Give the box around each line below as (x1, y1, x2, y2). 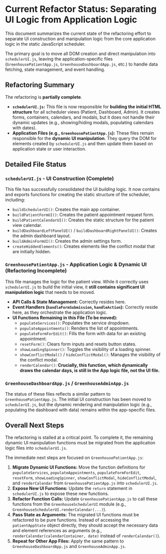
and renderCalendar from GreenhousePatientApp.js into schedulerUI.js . (12, 480, 158, 486)
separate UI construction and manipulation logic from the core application (5, 36, 156, 42)
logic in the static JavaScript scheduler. (5, 41, 86, 47)
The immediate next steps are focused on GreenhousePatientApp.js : (5, 454, 144, 460)
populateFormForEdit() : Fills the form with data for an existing (19, 330, 146, 336)
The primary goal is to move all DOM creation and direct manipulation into (5, 51, 156, 57)
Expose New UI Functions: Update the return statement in (12, 485, 133, 491)
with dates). (12, 125, 37, 131)
